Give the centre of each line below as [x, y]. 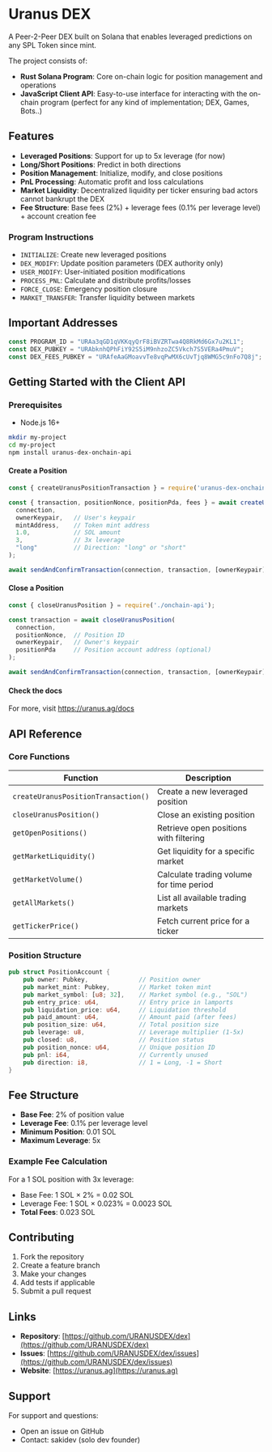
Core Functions [39, 757]
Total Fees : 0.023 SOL [57, 1212]
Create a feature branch [60, 1265]
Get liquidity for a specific [206, 851]
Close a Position [36, 588]
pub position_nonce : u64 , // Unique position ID [119, 1047]
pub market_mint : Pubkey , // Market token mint [117, 987]
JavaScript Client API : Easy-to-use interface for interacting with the [134, 93]
